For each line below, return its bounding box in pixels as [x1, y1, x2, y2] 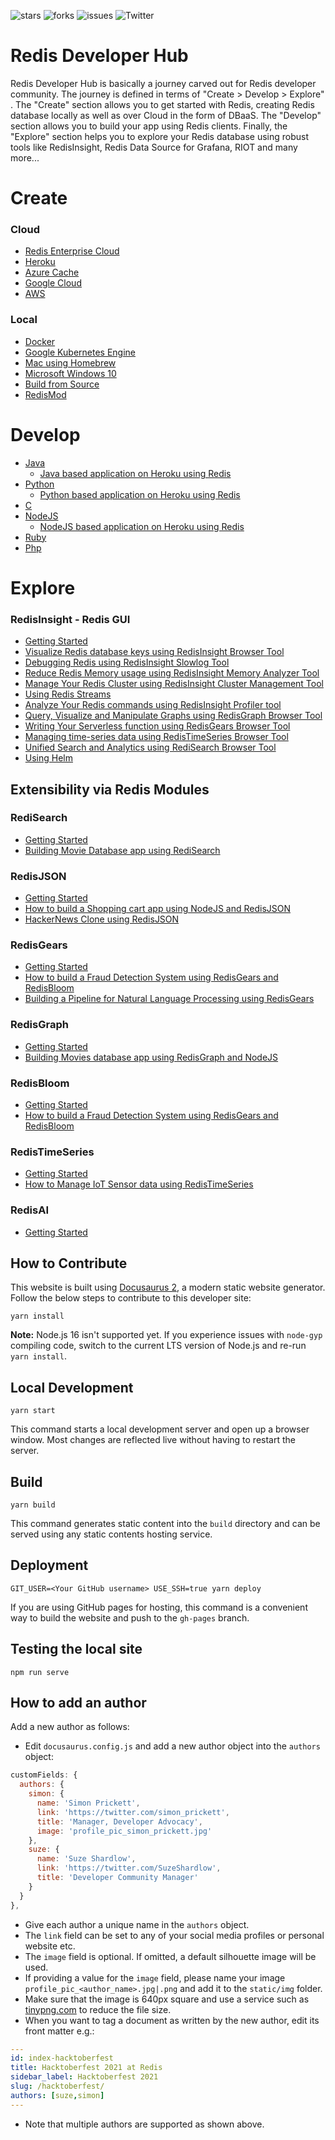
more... [10, 151, 40, 164]
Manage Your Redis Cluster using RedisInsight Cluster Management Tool [24, 678, 324, 690]
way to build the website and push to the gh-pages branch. [10, 1611, 250, 1624]
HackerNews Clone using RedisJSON [24, 913, 180, 925]
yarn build [10, 1500, 56, 1510]
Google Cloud [24, 277, 82, 289]
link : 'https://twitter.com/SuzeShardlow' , [36, 1863, 222, 1874]
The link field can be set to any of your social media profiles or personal [24, 1929, 325, 1941]
